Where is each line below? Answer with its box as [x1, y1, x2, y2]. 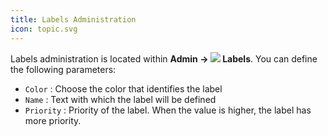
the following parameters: [10, 63, 117, 75]
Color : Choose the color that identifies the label [24, 82, 223, 95]
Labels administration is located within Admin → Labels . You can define [10, 52, 318, 65]
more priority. [24, 114, 82, 126]
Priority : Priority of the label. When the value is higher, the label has [24, 104, 312, 116]
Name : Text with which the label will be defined [24, 93, 217, 105]
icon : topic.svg [10, 24, 78, 34]
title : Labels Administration [10, 14, 137, 25]
